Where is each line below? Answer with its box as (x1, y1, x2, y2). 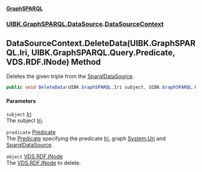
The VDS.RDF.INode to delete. (6, 159, 81, 167)
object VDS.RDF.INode (6, 153, 63, 160)
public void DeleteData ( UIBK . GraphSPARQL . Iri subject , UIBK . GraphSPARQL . (6, 85, 195, 90)
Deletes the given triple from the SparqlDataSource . (6, 73, 134, 80)
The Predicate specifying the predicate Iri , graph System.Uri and (6, 135, 167, 142)
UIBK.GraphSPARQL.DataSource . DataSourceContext (6, 20, 164, 28)
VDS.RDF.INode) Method (6, 57, 101, 67)
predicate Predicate (6, 129, 56, 136)
